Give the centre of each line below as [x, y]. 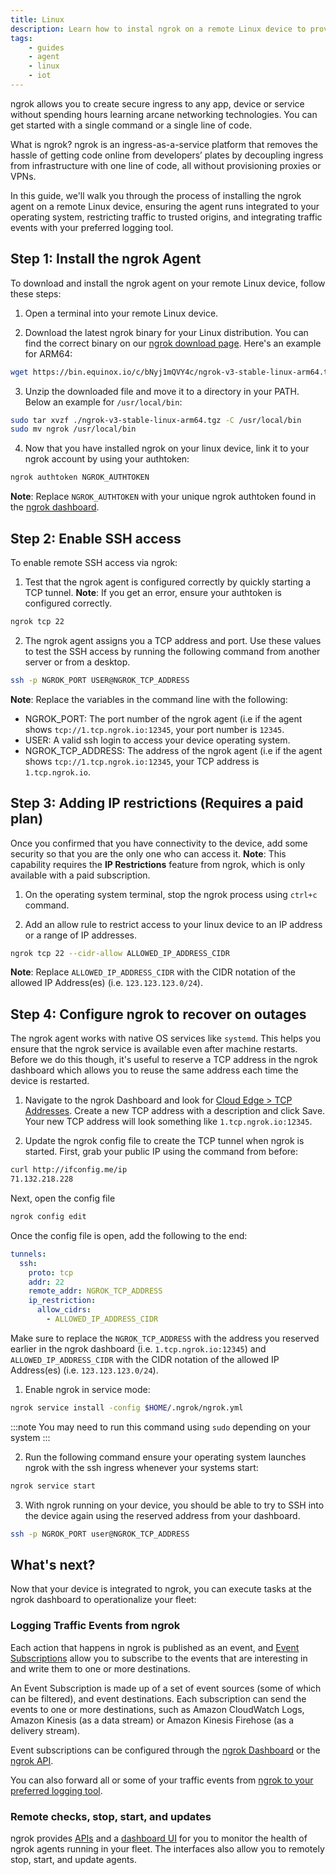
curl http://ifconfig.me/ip [69, 1170]
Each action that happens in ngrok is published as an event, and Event [155, 1647]
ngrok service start [53, 1486]
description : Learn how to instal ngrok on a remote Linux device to [158, 29]
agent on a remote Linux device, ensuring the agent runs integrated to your [165, 206]
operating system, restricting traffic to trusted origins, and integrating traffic [166, 217]
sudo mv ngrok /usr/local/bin [73, 429]
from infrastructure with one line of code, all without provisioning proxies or [166, 165]
